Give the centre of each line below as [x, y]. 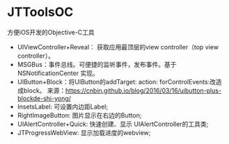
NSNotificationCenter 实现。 [58, 73]
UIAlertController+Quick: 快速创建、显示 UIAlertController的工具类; [113, 124]
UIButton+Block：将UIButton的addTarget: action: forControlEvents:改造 [120, 81]
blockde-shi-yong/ [44, 98]
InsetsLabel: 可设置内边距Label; [63, 106]
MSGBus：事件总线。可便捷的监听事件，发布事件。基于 [97, 64]
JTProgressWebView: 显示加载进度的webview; [84, 132]
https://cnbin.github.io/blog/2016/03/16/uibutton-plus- [143, 90]
